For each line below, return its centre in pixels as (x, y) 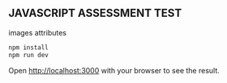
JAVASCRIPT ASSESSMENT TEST (95, 13)
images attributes (38, 32)
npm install (28, 48)
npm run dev (28, 55)
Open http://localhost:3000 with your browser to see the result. (114, 70)
